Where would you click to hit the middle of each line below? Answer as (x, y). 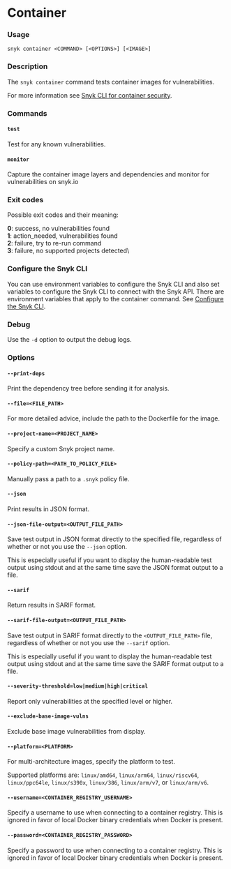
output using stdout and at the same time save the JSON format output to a (115, 568)
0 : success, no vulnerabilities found (59, 229)
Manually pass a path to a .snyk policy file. (68, 478)
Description (28, 66)
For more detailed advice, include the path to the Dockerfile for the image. (113, 418)
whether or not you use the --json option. (67, 547)
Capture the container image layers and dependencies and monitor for (109, 174)
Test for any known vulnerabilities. (57, 144)
